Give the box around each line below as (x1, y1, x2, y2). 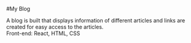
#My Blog (6, 5, 30, 12)
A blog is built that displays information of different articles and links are (6, 17, 186, 24)
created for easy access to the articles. (6, 24, 104, 30)
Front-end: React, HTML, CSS (6, 30, 80, 37)
